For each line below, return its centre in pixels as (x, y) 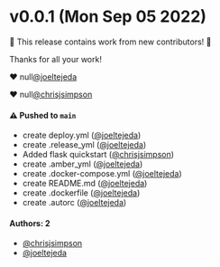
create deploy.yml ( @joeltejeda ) (82, 135)
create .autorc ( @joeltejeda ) (74, 203)
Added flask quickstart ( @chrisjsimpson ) (98, 155)
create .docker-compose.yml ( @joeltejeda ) (102, 174)
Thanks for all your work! (55, 59)
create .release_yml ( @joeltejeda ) (84, 145)
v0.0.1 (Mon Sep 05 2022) (108, 17)
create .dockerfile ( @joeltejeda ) (81, 193)
